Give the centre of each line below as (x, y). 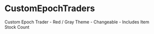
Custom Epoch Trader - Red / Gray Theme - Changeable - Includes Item (77, 22)
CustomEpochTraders (50, 8)
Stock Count (17, 27)
